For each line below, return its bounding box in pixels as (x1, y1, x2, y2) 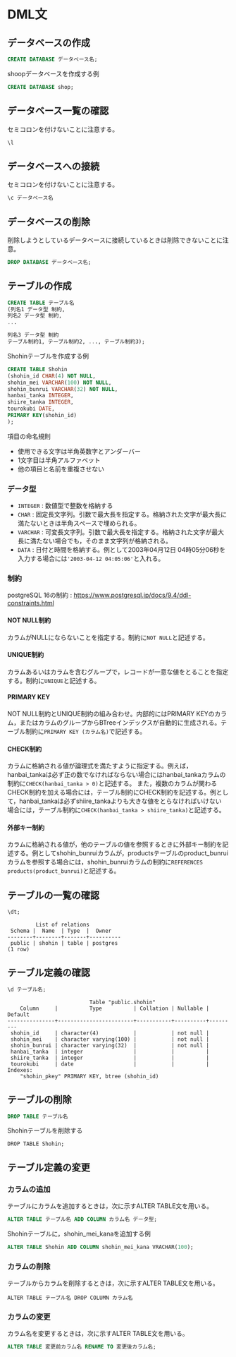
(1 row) (7, 946, 30, 953)
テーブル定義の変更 (7, 1162, 90, 1174)
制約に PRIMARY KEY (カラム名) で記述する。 (25, 727, 147, 735)
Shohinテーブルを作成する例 (7, 351, 89, 360)
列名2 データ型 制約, (7, 312, 62, 320)
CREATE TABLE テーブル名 (7, 299, 75, 306)
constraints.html (7, 599, 54, 608)
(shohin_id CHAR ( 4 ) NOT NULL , (7, 372, 97, 380)
